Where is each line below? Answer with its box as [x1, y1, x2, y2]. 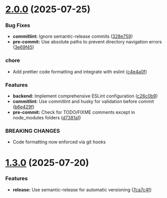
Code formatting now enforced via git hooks [12, 139, 106, 145]
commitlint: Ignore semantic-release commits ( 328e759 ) [12, 33, 133, 39]
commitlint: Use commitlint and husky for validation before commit [12, 98, 154, 105]
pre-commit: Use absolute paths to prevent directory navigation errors [12, 39, 162, 45]
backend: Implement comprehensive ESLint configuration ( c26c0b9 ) [12, 93, 158, 99]
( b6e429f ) [12, 104, 35, 110]
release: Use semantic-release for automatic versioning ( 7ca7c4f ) [12, 186, 152, 192]
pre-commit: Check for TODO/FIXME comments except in [12, 109, 135, 115]
